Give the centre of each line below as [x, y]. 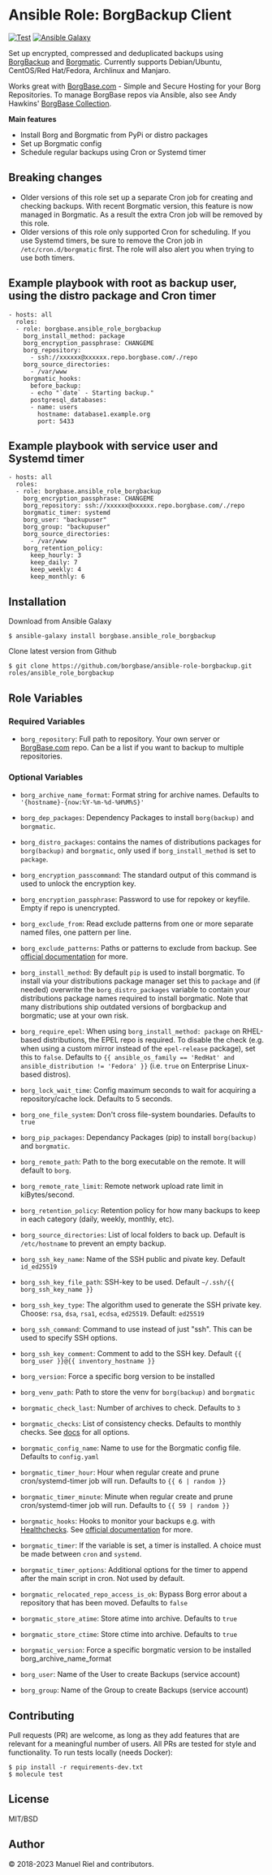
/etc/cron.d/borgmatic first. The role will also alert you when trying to [137, 248]
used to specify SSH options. [69, 1338]
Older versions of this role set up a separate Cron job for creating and [136, 197]
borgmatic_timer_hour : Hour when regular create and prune [119, 1472]
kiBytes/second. [47, 1195]
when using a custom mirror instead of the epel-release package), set [138, 1048]
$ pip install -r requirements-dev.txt [76, 1767]
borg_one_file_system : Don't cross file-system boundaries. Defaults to [138, 1115]
